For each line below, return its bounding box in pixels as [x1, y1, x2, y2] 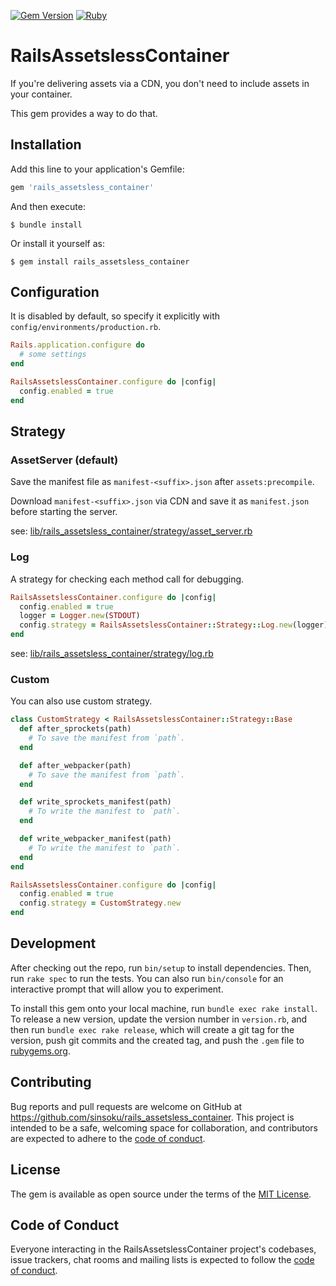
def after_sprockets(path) [19, 724, 132, 734]
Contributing [10, 1074, 92, 1091]
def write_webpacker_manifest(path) [19, 834, 172, 844]
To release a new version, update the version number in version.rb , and [10, 1013, 308, 1025]
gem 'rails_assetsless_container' [10, 182, 155, 192]
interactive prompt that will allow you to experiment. [10, 983, 224, 995]
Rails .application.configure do [10, 340, 145, 350]
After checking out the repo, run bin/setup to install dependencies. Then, [10, 961, 312, 974]
